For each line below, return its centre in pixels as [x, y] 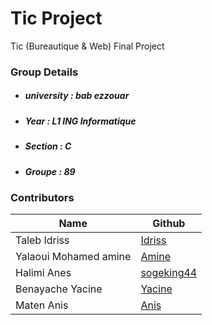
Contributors [42, 197]
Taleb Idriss [42, 240]
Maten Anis [42, 305]
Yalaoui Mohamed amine [73, 257]
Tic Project [56, 18]
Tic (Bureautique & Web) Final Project [87, 46]
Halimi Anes [43, 273]
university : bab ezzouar [77, 96]
